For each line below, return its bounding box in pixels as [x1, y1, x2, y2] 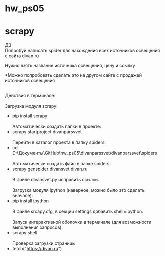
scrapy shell [12, 230, 38, 236]
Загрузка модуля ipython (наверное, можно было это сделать [12, 187, 145, 193]
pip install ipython [12, 198, 49, 204]
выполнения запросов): [12, 224, 63, 230]
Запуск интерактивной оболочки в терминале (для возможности [12, 219, 152, 225]
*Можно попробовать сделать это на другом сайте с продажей [5, 72, 142, 78]
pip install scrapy [12, 113, 48, 119]
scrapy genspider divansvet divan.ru [12, 166, 88, 172]
